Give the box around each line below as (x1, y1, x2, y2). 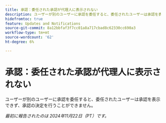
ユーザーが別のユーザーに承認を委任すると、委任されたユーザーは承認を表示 (5, 96, 161, 102)
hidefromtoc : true (5, 16, 43, 21)
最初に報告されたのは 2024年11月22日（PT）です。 (5, 113, 109, 119)
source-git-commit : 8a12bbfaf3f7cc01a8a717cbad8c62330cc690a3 (5, 26, 136, 31)
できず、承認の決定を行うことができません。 (5, 102, 96, 108)
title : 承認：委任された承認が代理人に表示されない (5, 7, 98, 12)
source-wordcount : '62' (5, 35, 54, 40)
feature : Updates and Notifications (5, 21, 81, 26)
